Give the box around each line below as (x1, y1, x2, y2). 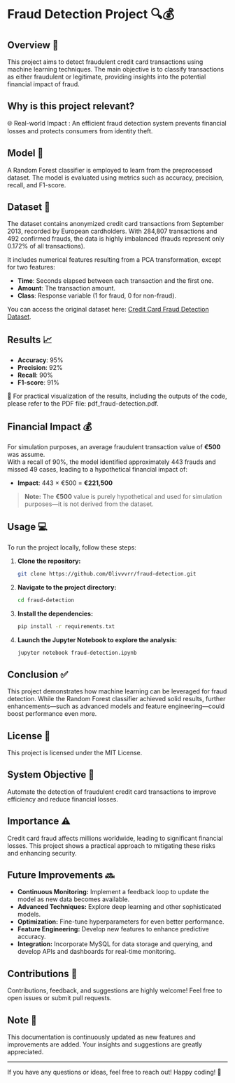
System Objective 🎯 (7, 769, 95, 780)
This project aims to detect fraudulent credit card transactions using (7, 58, 204, 66)
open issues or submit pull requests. (7, 994, 112, 1002)
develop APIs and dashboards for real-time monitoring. (17, 948, 176, 956)
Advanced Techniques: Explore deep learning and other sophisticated (17, 903, 222, 911)
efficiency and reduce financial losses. (7, 795, 119, 803)
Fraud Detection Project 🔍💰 (7, 6, 175, 22)
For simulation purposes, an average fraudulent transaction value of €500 (7, 443, 221, 451)
